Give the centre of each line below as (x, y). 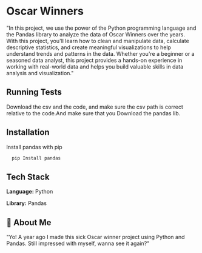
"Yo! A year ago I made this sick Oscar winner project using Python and (96, 237)
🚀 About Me (29, 222)
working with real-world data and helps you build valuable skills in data (95, 66)
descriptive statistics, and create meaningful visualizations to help (89, 47)
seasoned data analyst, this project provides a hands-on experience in (94, 60)
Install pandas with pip (34, 147)
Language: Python (30, 192)
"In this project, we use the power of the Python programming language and (101, 28)
